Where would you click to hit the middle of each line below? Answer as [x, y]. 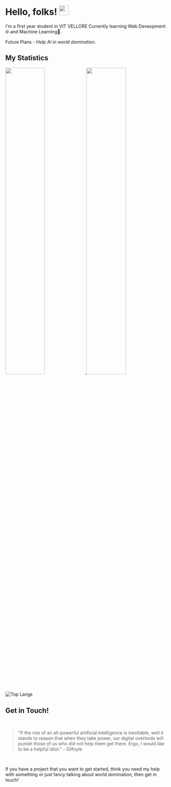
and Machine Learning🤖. [36, 31]
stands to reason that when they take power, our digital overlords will [91, 738]
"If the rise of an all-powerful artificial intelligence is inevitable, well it [91, 733]
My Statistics [27, 58]
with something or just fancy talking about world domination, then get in [81, 775]
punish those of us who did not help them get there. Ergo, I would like [91, 744]
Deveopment [152, 26]
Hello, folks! [31, 12]
